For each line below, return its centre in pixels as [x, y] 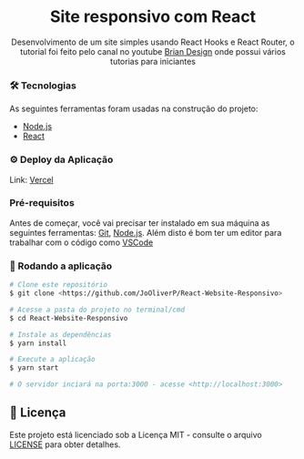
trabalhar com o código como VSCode [81, 242]
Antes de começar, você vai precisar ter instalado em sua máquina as [140, 223]
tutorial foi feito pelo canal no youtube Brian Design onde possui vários [153, 51]
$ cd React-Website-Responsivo [69, 318]
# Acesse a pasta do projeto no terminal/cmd [97, 310]
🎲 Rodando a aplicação [61, 266]
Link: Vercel [31, 179]
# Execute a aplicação [52, 360]
